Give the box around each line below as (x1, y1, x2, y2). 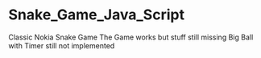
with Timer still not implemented (8, 40, 115, 50)
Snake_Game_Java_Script (8, 6, 185, 24)
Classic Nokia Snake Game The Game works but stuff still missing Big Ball (8, 32, 254, 42)
